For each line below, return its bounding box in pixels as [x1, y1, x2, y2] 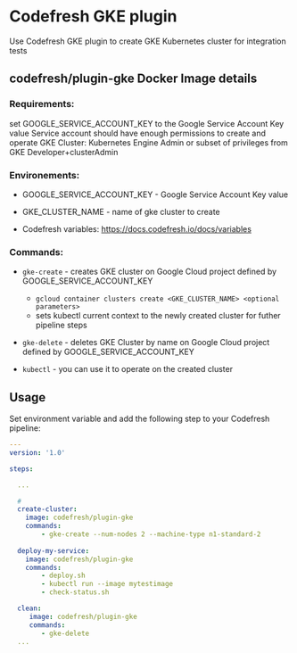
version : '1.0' [9, 448, 66, 457]
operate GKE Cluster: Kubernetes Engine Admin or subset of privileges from [9, 136, 288, 148]
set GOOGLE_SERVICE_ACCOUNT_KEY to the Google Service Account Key [9, 118, 285, 128]
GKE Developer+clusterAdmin [9, 146, 119, 157]
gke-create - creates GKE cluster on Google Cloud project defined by [21, 266, 277, 277]
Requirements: [9, 98, 75, 111]
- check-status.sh [41, 588, 110, 597]
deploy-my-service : [17, 546, 90, 555]
